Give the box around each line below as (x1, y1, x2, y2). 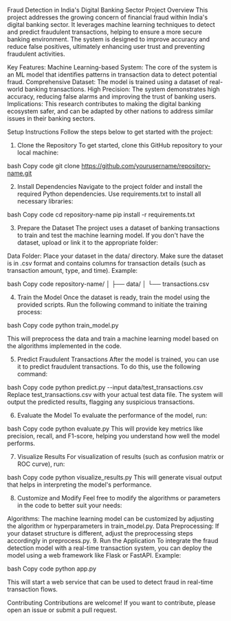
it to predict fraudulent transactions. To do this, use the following (16, 363, 201, 371)
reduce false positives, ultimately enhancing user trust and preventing (7, 43, 205, 50)
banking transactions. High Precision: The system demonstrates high (24, 85, 220, 93)
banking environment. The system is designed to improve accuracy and (7, 35, 210, 43)
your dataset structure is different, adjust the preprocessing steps (7, 529, 194, 537)
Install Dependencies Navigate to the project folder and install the (16, 183, 203, 190)
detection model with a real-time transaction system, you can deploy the (7, 544, 212, 552)
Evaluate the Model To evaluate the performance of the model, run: (16, 411, 208, 419)
